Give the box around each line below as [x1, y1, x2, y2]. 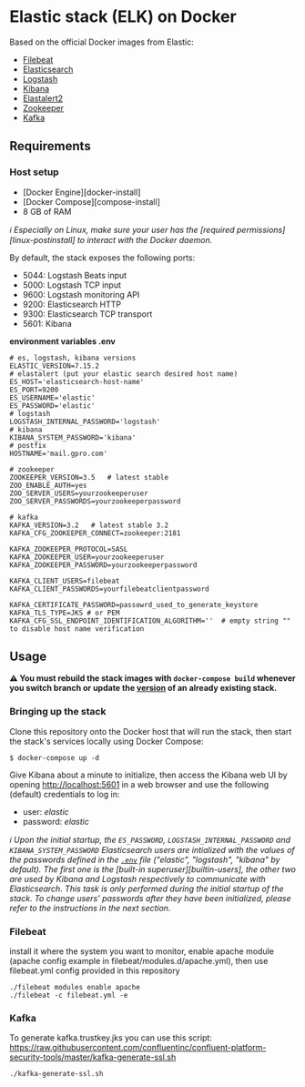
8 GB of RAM [22, 206, 72, 217]
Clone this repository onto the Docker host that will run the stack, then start [9, 726, 292, 737]
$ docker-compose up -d [9, 753, 100, 762]
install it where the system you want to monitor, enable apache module [9, 946, 275, 957]
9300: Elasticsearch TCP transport [22, 308, 153, 320]
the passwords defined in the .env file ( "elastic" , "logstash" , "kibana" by [9, 854, 280, 865]
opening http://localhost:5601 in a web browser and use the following [9, 778, 269, 789]
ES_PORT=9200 [9, 385, 59, 394]
